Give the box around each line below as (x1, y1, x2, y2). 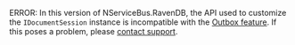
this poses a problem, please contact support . (9, 26, 178, 36)
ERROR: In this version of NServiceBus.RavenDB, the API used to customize (9, 8, 287, 18)
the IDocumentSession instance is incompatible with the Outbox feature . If (9, 17, 277, 27)
